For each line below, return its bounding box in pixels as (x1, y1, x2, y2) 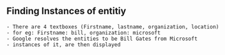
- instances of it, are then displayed (6, 41, 121, 48)
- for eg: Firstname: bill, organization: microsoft (6, 29, 161, 36)
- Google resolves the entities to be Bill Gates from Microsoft (6, 35, 197, 42)
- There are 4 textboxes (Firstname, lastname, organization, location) (6, 23, 219, 30)
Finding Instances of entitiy (6, 5, 127, 17)
